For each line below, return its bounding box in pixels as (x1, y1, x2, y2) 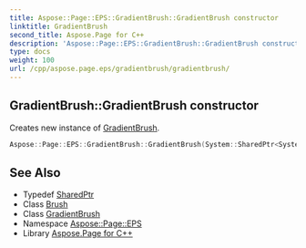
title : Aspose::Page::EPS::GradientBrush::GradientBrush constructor (9, 13, 280, 23)
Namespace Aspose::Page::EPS (22, 218, 143, 229)
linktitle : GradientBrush (9, 22, 107, 31)
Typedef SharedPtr (22, 189, 95, 201)
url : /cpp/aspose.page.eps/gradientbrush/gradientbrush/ (9, 65, 230, 74)
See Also (9, 165, 61, 181)
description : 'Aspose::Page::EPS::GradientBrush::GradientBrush (9, 38, 259, 48)
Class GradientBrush (22, 209, 100, 220)
